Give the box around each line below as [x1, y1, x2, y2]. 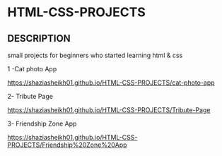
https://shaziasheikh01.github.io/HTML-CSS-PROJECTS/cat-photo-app [7, 78, 215, 87]
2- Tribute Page [7, 92, 53, 100]
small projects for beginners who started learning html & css [7, 51, 183, 59]
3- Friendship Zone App [7, 119, 77, 128]
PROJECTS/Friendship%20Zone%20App [7, 140, 127, 149]
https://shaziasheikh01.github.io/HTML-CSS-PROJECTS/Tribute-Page [7, 106, 211, 114]
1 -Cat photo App [7, 65, 57, 73]
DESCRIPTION [7, 32, 71, 44]
